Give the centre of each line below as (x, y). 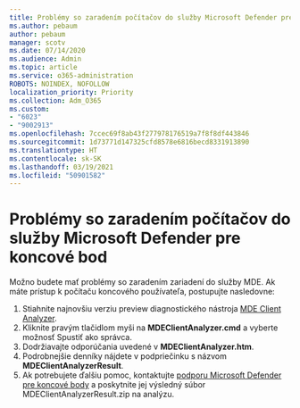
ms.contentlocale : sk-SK (55, 158)
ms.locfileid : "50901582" (57, 175)
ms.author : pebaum (43, 26)
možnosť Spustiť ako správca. (77, 337)
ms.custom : (29, 109)
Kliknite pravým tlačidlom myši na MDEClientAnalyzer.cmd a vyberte (150, 328)
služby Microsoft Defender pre (125, 238)
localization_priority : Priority (71, 92)
